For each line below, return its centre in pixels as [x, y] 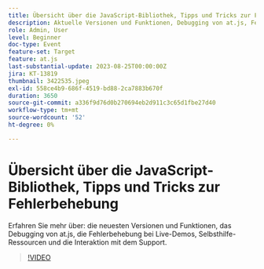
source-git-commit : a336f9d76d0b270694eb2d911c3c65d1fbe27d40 [112, 103]
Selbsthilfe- [217, 234]
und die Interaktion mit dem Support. [108, 242]
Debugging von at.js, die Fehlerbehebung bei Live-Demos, [103, 234]
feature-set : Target [42, 52]
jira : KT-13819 [33, 74]
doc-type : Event [35, 45]
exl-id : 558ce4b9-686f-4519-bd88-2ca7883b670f [86, 88]
